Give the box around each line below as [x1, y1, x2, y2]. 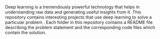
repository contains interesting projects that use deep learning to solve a [5, 14, 152, 20]
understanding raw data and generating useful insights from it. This [5, 9, 141, 15]
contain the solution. [5, 30, 47, 35]
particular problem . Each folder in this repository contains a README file [5, 19, 153, 25]
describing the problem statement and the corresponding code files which [5, 25, 156, 30]
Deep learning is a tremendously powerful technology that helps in [5, 4, 140, 10]
